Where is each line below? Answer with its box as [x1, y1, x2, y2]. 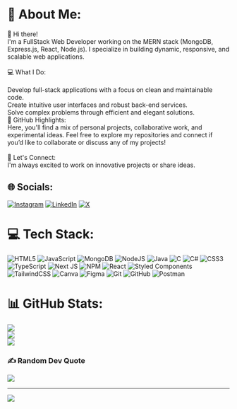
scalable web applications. [7, 52, 85, 61]
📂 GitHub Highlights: [7, 115, 66, 124]
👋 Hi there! [7, 30, 39, 38]
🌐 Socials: [7, 181, 54, 193]
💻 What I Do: [7, 67, 46, 76]
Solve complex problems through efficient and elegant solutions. [7, 108, 195, 116]
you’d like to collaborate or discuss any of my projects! [7, 138, 166, 146]
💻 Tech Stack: [7, 226, 95, 242]
